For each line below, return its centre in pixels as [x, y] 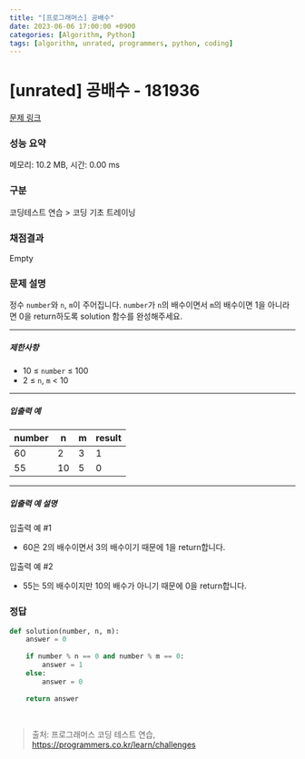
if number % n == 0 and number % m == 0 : [105, 656]
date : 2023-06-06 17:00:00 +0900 [73, 26]
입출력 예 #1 [30, 528]
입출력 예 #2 [31, 567]
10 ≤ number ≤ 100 [55, 371]
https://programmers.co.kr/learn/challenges [114, 744]
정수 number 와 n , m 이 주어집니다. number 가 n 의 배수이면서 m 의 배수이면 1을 [138, 305]
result [109, 439]
